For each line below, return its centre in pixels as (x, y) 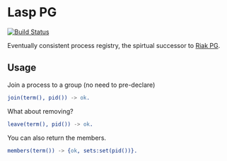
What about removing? (40, 111)
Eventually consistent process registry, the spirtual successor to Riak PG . (114, 45)
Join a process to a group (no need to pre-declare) (81, 85)
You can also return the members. (57, 138)
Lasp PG (32, 12)
